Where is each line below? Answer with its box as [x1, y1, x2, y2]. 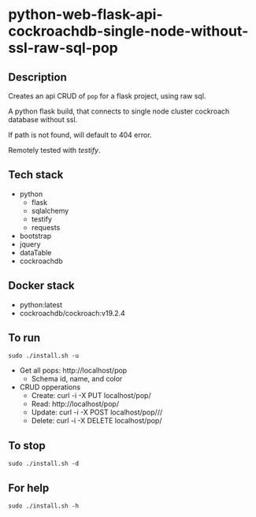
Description [8, 70, 67, 84]
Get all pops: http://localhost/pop [19, 366, 128, 375]
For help [8, 481, 50, 494]
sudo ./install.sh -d [8, 459, 80, 468]
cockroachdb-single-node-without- [8, 22, 249, 40]
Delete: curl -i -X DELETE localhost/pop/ [31, 416, 162, 426]
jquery [19, 239, 41, 249]
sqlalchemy [31, 206, 69, 215]
